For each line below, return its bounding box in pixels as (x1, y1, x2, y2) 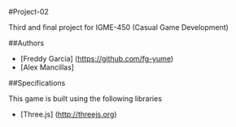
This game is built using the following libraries (8, 94, 163, 104)
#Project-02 (8, 7, 49, 16)
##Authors (8, 38, 45, 48)
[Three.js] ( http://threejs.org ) (20, 109, 117, 119)
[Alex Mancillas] (20, 62, 75, 72)
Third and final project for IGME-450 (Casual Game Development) (8, 23, 229, 32)
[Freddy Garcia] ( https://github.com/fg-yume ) (20, 54, 173, 63)
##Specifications (8, 78, 66, 87)
